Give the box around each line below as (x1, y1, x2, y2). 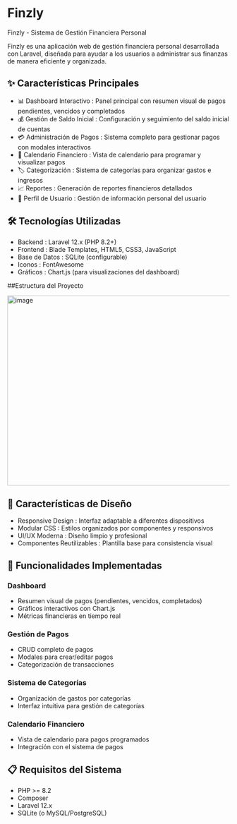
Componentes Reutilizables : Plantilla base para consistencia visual (17, 539, 213, 547)
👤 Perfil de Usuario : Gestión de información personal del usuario (17, 194, 207, 202)
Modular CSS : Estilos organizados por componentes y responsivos (17, 524, 214, 533)
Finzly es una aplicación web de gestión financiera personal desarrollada (7, 42, 220, 50)
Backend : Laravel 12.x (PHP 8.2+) (17, 238, 117, 246)
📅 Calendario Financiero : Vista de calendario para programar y (17, 150, 201, 159)
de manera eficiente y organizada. (7, 56, 107, 65)
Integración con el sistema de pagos (17, 742, 123, 751)
